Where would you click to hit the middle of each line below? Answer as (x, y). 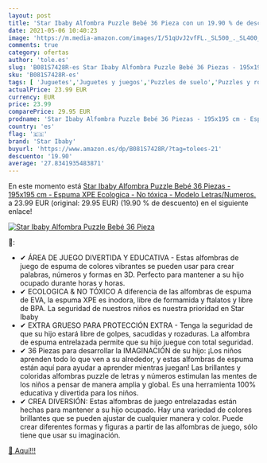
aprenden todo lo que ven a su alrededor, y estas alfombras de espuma (137, 360)
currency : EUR (32, 97)
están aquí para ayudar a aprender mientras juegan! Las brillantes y (130, 368)
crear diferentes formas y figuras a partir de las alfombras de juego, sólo (139, 427)
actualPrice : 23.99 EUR (48, 89)
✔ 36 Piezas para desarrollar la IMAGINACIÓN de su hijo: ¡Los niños (131, 351)
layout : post (30, 16)
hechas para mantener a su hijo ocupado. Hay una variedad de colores (136, 410)
